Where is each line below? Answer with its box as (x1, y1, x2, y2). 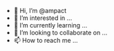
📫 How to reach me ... (13, 37, 78, 44)
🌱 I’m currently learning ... (13, 21, 88, 29)
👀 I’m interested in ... (13, 14, 73, 22)
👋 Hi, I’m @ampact (13, 7, 67, 14)
